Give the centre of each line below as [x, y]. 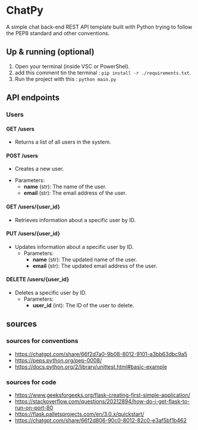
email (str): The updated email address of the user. [95, 266]
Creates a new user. [39, 169]
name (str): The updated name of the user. [85, 259]
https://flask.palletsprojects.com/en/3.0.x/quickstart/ [79, 414]
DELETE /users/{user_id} [38, 279]
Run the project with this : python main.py [65, 79]
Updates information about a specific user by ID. [74, 247]
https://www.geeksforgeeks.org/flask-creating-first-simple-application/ [102, 395]
